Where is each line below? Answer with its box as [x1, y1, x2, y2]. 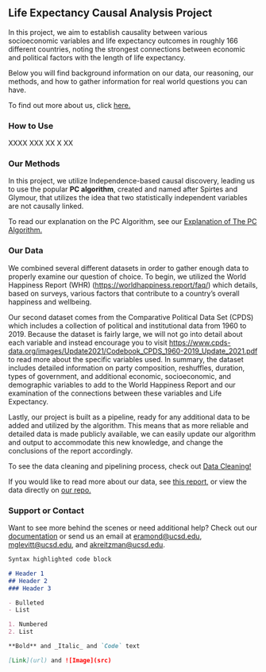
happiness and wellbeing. [8, 297, 92, 307]
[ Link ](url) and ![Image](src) [8, 656, 112, 664]
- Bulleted [8, 599, 44, 607]
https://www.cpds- [169, 338, 231, 347]
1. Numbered [8, 620, 48, 628]
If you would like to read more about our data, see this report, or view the [8, 477, 248, 486]
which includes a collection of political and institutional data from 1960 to [8, 321, 247, 330]
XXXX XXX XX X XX [8, 138, 74, 148]
